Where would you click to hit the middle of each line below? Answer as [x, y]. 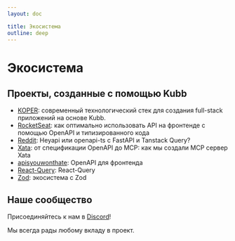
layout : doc [25, 14]
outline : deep [28, 33]
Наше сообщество [50, 200]
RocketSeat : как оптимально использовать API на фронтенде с [111, 125]
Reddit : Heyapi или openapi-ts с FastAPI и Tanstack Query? [104, 141]
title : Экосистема [34, 26]
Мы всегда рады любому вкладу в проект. [71, 230]
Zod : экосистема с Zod [52, 178]
